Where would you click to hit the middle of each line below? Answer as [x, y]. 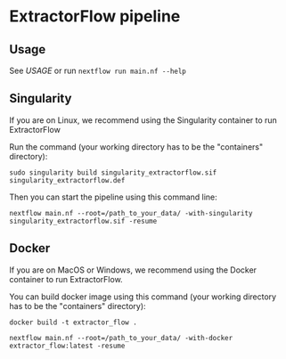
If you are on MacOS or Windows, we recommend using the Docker [133, 270]
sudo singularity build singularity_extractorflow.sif [113, 172]
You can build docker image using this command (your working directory [143, 297]
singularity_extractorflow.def [67, 180]
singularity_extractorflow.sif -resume [83, 221]
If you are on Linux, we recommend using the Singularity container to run [143, 120]
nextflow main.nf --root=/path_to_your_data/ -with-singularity [131, 213]
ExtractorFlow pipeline [95, 16]
